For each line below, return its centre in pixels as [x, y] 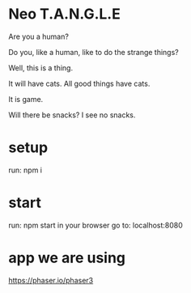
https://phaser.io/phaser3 [51, 280]
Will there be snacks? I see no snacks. [72, 115]
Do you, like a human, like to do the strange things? [94, 52]
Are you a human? [38, 36]
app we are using [67, 258]
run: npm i [25, 170]
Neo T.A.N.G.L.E [65, 14]
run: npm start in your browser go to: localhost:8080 [96, 225]
